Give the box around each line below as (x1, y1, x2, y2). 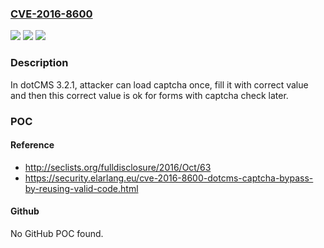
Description (10, 56, 69, 70)
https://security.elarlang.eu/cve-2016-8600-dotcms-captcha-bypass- (24, 172, 314, 184)
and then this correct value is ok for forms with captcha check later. (10, 89, 289, 101)
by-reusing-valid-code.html (24, 182, 139, 194)
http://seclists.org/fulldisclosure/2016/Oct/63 (24, 161, 212, 173)
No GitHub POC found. (10, 227, 104, 239)
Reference (10, 139, 55, 151)
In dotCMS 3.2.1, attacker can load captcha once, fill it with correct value (10, 78, 309, 91)
